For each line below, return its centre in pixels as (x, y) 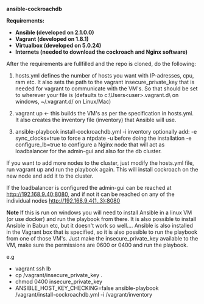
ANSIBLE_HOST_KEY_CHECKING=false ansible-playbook (87, 288)
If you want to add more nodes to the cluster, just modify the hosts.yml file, (100, 163)
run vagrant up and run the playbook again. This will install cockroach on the (102, 169)
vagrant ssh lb (33, 269)
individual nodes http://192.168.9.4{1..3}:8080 (63, 201)
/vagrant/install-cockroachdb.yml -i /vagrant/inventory (84, 295)
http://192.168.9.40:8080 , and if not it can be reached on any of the (90, 194)
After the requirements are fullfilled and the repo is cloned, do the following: (101, 64)
